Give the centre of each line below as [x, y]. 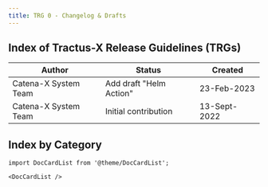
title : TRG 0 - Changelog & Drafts [67, 16]
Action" [119, 94]
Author [55, 70]
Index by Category [55, 144]
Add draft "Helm [135, 84]
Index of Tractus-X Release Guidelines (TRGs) [125, 48]
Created [227, 70]
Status [148, 70]
